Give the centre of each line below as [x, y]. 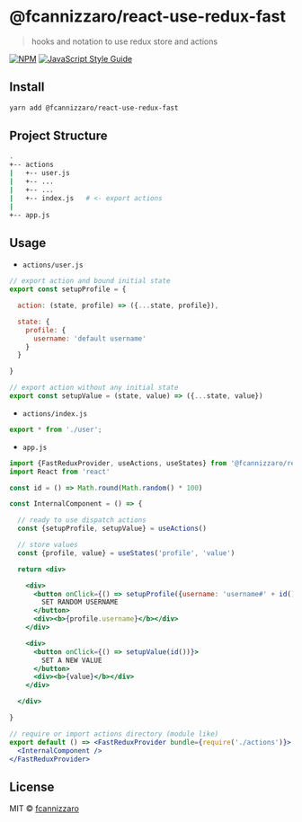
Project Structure [58, 136]
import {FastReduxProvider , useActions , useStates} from [118, 463]
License [32, 787]
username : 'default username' [89, 339]
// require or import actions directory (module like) [114, 734]
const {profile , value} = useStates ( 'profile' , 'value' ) [126, 553]
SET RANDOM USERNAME [80, 602]
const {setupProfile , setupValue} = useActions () [112, 529]
